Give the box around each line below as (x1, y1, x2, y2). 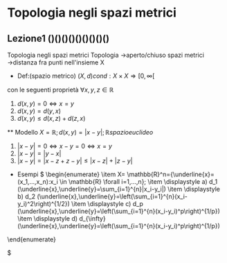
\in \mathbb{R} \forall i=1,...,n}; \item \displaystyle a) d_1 (60, 178, 218, 185)
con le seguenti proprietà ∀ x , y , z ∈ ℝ (7, 85, 114, 94)
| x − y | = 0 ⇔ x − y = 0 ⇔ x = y (17, 142, 113, 150)
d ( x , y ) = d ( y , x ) (17, 107, 61, 115)
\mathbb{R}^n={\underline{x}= (127, 170, 215, 178)
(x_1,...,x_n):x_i (17, 178, 59, 185)
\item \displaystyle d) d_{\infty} (17, 214, 106, 223)
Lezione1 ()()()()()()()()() (7, 33, 109, 44)
